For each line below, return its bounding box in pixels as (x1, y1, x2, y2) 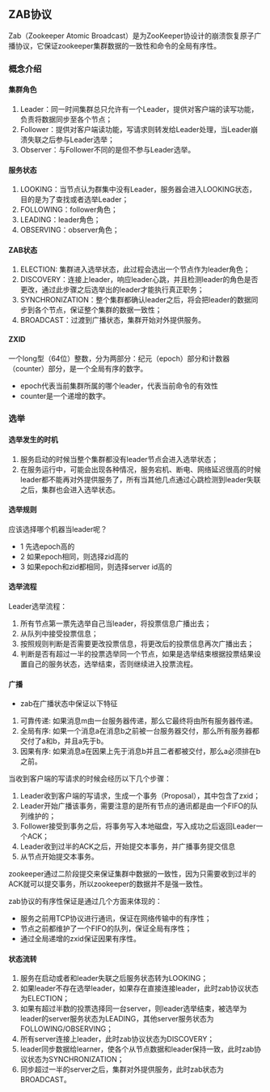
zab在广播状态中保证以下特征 (19, 699, 118, 709)
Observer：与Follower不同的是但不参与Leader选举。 (19, 144, 196, 154)
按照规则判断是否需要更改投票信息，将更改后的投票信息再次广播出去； (19, 639, 255, 649)
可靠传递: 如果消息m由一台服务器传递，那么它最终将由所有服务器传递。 (19, 716, 258, 726)
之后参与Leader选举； (41, 135, 115, 144)
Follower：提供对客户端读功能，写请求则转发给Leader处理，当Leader (19, 124, 251, 134)
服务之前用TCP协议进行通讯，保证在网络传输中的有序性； (19, 914, 212, 923)
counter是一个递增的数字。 (19, 391, 111, 400)
